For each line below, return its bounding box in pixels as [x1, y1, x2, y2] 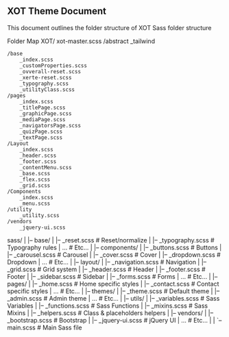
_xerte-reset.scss [19, 74, 72, 81]
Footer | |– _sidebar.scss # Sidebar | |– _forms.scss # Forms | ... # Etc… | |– [7, 272, 218, 280]
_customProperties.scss [19, 62, 88, 69]
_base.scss [19, 170, 51, 177]
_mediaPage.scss [19, 116, 67, 123]
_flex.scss [19, 176, 51, 183]
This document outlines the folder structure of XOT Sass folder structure [7, 23, 212, 32]
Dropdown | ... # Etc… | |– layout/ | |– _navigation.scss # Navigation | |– [7, 258, 207, 266]
